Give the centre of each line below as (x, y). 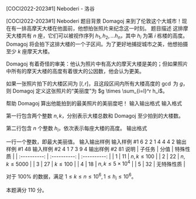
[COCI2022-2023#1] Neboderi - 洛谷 (51, 8)
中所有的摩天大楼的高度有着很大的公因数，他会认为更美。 (75, 71)
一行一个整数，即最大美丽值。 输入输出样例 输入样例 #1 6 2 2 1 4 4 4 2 (90, 142)
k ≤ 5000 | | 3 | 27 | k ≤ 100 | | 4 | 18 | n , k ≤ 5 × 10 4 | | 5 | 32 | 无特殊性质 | (96, 163)
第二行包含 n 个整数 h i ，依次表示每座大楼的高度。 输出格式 (77, 129)
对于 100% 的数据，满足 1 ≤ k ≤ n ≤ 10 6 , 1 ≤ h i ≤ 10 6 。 (71, 177)
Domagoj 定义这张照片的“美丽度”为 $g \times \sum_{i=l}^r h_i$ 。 (90, 91)
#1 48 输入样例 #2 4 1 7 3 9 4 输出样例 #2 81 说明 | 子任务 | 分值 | (95, 149)
